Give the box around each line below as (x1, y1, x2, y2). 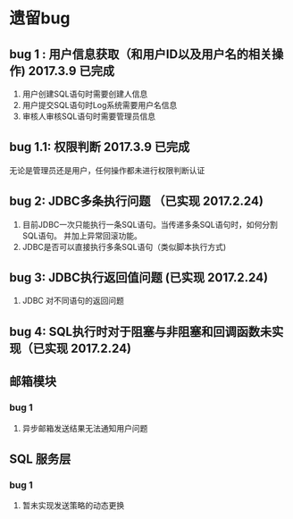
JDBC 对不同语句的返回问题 (21, 296, 125, 306)
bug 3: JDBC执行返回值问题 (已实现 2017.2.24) (9, 270, 269, 286)
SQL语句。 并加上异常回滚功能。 (21, 230, 143, 241)
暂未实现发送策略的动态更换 (21, 500, 125, 511)
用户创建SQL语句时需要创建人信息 (21, 88, 148, 99)
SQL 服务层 (9, 451, 71, 466)
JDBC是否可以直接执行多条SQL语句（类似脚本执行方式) (21, 241, 226, 252)
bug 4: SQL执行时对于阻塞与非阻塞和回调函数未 (9, 323, 272, 339)
